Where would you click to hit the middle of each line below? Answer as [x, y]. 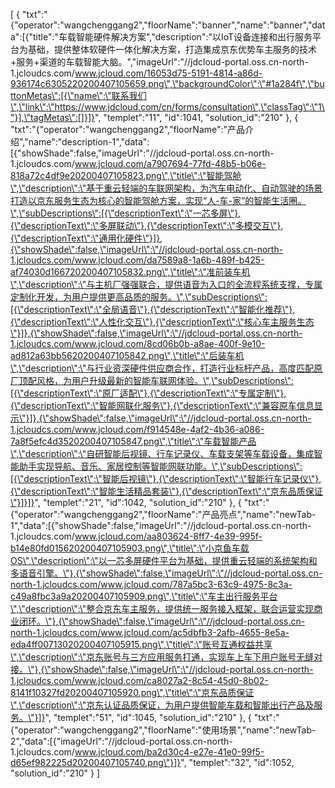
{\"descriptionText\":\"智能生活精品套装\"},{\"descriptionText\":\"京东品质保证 [166, 491]
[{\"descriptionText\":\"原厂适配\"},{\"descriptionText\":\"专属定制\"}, [148, 393]
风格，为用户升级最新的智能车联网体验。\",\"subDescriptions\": [165, 380]
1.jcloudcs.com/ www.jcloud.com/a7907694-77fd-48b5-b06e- [138, 163]
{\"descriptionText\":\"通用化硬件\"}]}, [86, 238]
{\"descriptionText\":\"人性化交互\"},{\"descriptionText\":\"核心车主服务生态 [162, 322]
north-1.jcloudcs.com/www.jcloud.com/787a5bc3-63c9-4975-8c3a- [151, 584]
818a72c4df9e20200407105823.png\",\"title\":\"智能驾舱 [126, 175]
